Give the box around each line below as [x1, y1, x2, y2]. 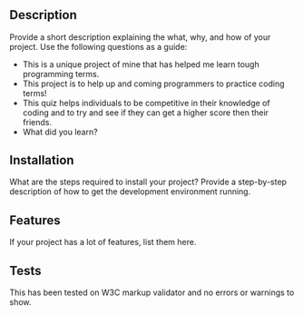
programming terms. [22, 68, 100, 79]
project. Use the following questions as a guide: [9, 41, 188, 52]
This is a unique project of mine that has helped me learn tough [22, 58, 260, 70]
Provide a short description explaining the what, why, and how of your [9, 31, 271, 43]
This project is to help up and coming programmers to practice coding [22, 78, 285, 89]
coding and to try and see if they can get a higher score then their [22, 107, 269, 118]
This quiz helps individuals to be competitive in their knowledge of [22, 97, 270, 108]
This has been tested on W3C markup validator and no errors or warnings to [9, 287, 295, 298]
